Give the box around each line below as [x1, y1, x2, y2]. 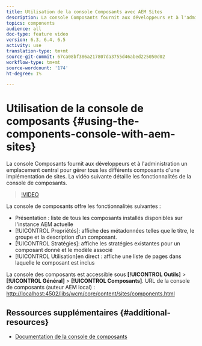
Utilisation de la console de [6, 102, 144, 115]
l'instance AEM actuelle [14, 221, 73, 228]
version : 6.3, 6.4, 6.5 [6, 37, 66, 43]
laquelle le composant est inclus [14, 259, 95, 266]
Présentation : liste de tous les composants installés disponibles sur [14, 215, 183, 222]
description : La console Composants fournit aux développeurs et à [6, 14, 179, 20]
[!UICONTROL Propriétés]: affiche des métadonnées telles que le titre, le [14, 227, 195, 234]
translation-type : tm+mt [6, 48, 69, 54]
